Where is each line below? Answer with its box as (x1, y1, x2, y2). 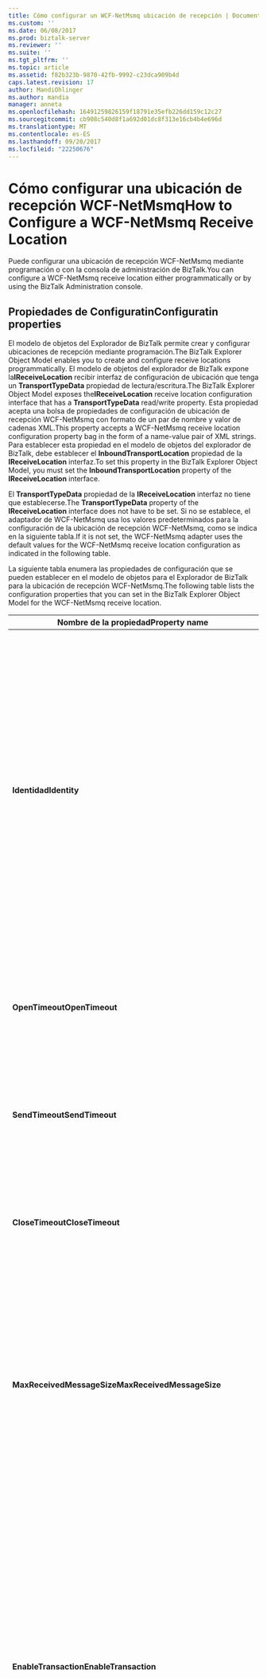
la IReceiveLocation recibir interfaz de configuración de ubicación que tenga (8, 372, 259, 382)
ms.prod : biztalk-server (8, 33, 91, 42)
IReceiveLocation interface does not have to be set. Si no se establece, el (8, 507, 251, 516)
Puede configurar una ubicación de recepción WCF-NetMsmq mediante (8, 257, 244, 266)
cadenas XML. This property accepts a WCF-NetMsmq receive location (8, 423, 241, 433)
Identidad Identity (12, 785, 79, 796)
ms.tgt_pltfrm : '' (8, 57, 69, 65)
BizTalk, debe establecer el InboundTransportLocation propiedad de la (8, 449, 242, 458)
